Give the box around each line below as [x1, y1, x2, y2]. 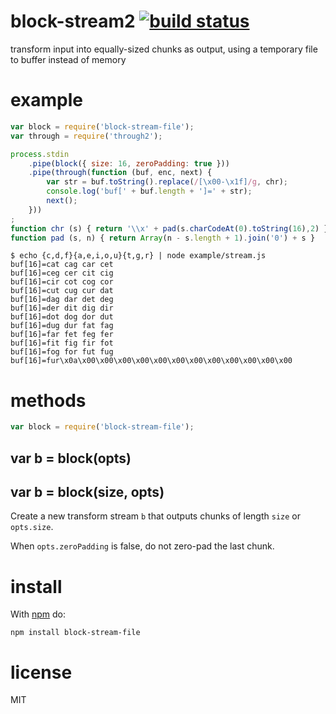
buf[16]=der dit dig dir [10, 303, 114, 314]
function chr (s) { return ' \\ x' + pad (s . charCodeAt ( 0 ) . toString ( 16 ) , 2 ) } [10, 223, 329, 234]
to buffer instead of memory [10, 53, 127, 65]
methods [10, 389, 87, 412]
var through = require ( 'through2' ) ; [10, 131, 163, 141]
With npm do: [10, 608, 67, 620]
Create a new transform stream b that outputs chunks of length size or [10, 510, 301, 522]
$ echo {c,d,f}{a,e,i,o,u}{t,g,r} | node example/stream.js [10, 251, 267, 261]
